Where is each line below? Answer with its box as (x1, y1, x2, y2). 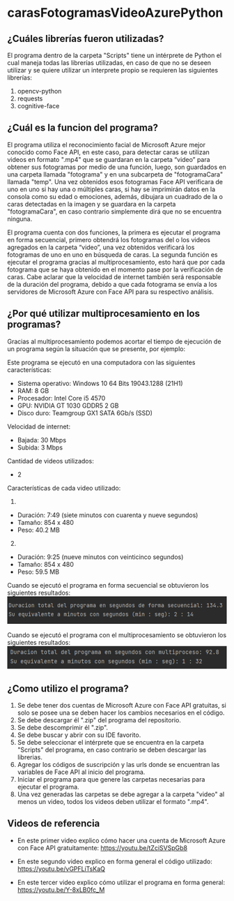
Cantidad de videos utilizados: (7, 456, 94, 465)
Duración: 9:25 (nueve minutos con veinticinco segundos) (17, 553, 184, 561)
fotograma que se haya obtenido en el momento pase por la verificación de (7, 265, 224, 274)
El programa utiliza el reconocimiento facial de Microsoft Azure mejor (7, 140, 205, 149)
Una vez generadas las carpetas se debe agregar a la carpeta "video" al (17, 790, 225, 798)
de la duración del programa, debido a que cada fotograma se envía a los (7, 280, 217, 288)
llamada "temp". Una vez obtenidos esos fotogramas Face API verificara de (7, 177, 224, 186)
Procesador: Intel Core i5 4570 (17, 394, 106, 402)
